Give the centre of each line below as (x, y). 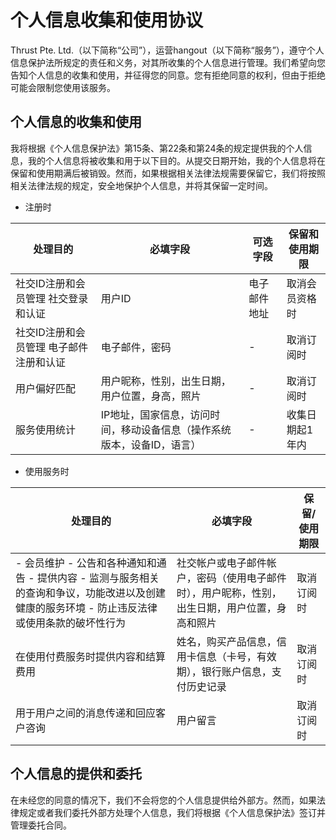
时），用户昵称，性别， (229, 593)
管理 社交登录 (57, 298)
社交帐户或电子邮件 (221, 563)
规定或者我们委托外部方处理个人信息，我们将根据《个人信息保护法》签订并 (172, 812)
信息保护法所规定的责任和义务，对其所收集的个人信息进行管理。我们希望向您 (168, 62)
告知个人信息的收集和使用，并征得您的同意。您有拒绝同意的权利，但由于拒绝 (168, 75)
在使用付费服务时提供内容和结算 (91, 656)
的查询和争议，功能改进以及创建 (91, 593)
